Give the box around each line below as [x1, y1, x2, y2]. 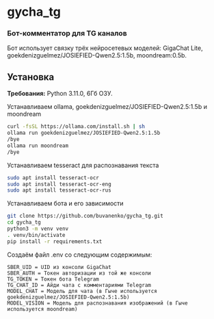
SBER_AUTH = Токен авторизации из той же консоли [7, 270, 152, 277]
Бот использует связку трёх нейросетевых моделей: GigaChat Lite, [7, 44, 203, 52]
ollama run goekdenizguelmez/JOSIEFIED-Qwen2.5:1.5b [7, 129, 161, 137]
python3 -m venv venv [7, 225, 69, 233]
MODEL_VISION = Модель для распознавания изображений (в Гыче [7, 299, 188, 307]
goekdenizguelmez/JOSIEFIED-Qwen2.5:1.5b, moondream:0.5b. [7, 51, 187, 60]
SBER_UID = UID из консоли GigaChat [7, 264, 111, 270]
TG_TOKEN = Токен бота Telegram [7, 275, 99, 283]
